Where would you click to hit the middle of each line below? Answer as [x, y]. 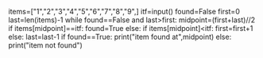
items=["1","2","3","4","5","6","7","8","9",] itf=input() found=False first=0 [124, 12]
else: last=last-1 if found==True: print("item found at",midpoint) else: [120, 37]
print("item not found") [46, 45]
